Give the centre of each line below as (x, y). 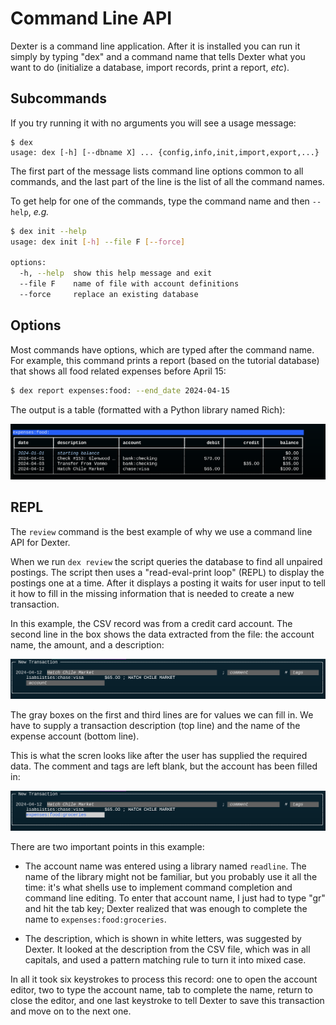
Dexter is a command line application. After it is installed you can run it (155, 46)
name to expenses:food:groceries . (95, 919)
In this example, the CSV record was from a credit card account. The (151, 623)
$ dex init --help (48, 231)
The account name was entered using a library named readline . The (165, 866)
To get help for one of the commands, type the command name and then (160, 201)
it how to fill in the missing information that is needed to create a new (152, 593)
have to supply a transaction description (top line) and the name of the (155, 726)
